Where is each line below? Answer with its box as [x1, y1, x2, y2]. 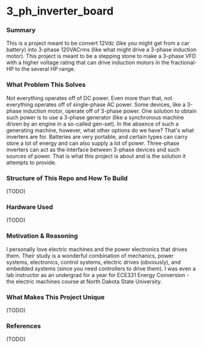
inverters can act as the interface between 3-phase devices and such [6, 146, 180, 153]
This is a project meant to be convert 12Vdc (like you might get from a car [6, 39, 190, 47]
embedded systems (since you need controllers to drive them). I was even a [6, 265, 196, 272]
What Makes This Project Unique [6, 293, 105, 301]
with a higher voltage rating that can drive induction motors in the [6, 59, 170, 66]
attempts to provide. [6, 159, 57, 166]
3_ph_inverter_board [6, 4, 114, 18]
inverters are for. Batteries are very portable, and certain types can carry [6, 133, 188, 140]
